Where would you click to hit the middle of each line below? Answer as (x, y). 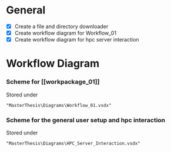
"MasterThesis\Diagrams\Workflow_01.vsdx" (59, 105)
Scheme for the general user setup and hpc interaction (86, 120)
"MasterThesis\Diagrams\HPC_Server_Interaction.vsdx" (73, 143)
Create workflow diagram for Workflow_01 (65, 33)
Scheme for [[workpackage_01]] (53, 82)
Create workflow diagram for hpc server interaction (77, 40)
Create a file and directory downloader (61, 26)
